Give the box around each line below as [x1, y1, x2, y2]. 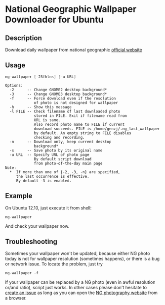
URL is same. [34, 117, 61, 122]
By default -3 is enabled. [16, 178, 72, 183]
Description [5, 34, 42, 42]
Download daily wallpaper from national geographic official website [5, 47, 142, 52]
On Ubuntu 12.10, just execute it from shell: [5, 204, 92, 211]
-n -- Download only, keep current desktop [9, 139, 112, 144]
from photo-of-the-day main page [34, 161, 103, 166]
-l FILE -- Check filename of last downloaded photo [9, 109, 121, 114]
